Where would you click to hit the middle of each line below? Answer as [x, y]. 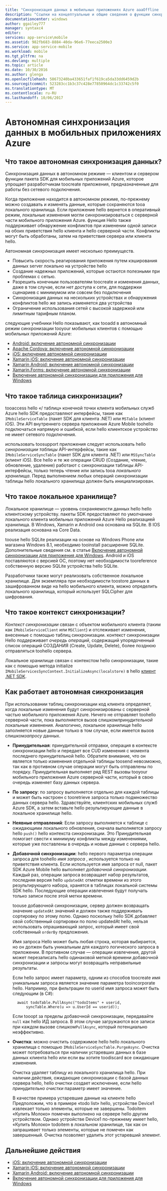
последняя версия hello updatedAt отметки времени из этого [77, 880]
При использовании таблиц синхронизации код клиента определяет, [78, 704]
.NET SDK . [16, 676]
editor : [13, 33]
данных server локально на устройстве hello [59, 266]
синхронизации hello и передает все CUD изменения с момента [81, 750]
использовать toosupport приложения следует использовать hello [76, 444]
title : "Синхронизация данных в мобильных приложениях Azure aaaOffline [82, 10]
